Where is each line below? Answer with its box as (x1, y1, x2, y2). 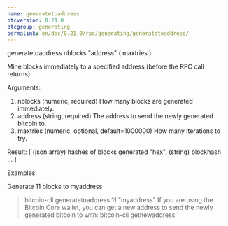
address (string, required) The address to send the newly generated (17, 112, 213, 120)
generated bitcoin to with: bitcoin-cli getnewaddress (24, 211, 176, 219)
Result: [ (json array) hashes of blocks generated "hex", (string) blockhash (7, 148, 222, 156)
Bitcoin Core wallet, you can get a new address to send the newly (24, 204, 213, 212)
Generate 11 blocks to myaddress (7, 183, 103, 191)
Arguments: (7, 83, 41, 92)
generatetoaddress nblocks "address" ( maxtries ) (7, 49, 152, 57)
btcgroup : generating (7, 23, 71, 30)
